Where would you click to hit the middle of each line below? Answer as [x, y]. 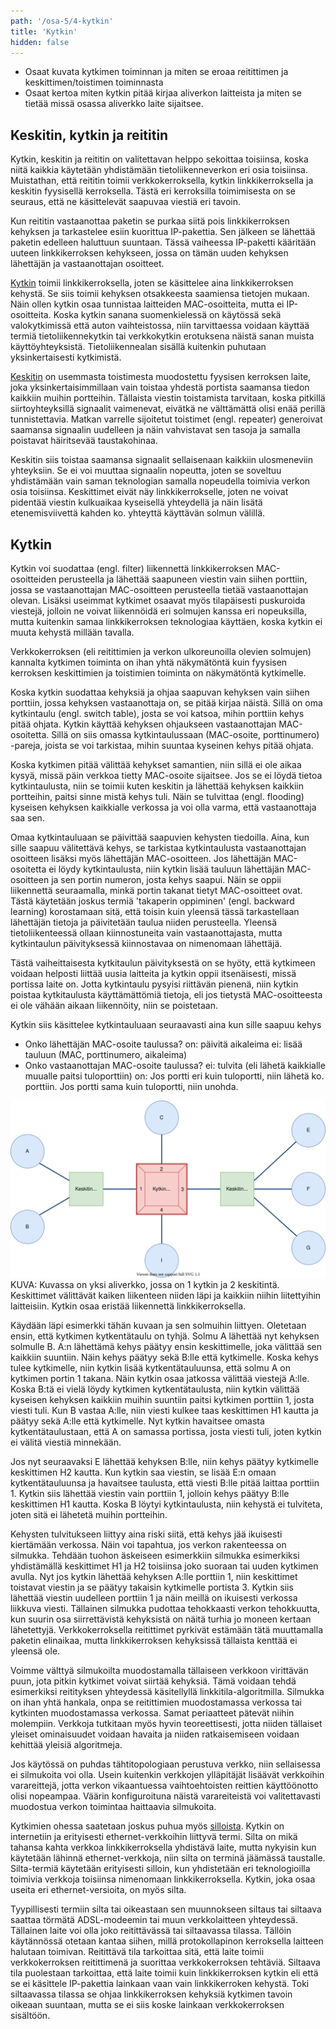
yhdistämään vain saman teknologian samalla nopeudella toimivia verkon [160, 481]
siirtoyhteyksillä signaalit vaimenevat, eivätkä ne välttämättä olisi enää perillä [168, 409]
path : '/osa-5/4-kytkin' [62, 21]
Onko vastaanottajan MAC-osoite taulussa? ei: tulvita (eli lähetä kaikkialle [175, 1065]
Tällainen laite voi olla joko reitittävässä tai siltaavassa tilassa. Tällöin [151, 1930]
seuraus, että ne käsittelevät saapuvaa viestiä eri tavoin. [126, 202]
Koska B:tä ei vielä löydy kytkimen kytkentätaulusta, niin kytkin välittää [155, 1389]
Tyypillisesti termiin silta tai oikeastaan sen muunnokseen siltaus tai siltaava [166, 1909]
